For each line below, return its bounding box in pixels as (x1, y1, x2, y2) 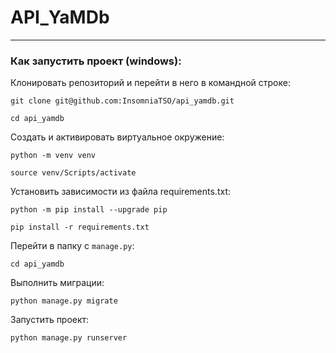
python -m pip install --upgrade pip (10, 205, 168, 215)
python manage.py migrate (10, 296, 118, 306)
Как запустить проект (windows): (10, 54, 182, 68)
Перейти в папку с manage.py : (10, 240, 135, 252)
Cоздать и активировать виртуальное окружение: (10, 131, 225, 143)
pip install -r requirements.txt (10, 222, 150, 233)
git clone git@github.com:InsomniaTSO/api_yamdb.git (10, 96, 235, 106)
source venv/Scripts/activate (10, 168, 137, 178)
